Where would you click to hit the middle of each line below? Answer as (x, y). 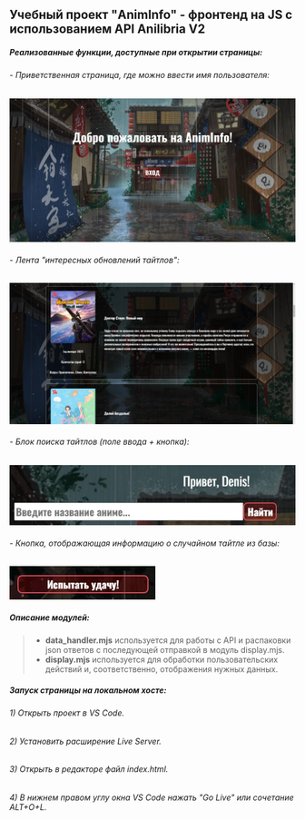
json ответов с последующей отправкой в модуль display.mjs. (165, 650)
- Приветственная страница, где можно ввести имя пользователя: (140, 75)
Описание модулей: (50, 617)
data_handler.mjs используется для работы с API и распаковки (168, 640)
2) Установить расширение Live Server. (85, 741)
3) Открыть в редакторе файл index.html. (89, 769)
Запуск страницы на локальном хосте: (88, 690)
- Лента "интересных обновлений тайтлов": (94, 260)
